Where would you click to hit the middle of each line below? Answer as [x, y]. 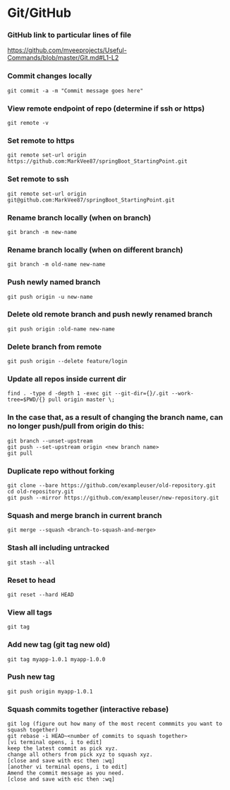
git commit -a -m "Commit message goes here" [75, 91]
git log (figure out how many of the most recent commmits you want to [115, 724]
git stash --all [31, 562]
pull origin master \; [81, 400]
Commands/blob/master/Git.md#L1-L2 [63, 58]
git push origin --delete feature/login [68, 362]
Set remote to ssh [38, 179]
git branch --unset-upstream [50, 441]
